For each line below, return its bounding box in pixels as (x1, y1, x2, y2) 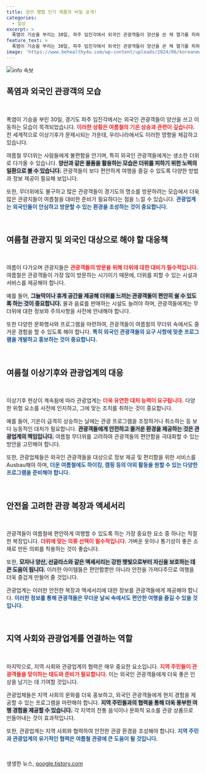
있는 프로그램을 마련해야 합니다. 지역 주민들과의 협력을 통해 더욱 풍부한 (24, 699, 192, 706)
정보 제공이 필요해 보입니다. (12, 174, 78, 182)
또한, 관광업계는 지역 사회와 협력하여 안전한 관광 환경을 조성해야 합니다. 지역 (6, 727, 188, 734)
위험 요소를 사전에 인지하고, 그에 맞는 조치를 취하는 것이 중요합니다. (12, 404, 173, 412)
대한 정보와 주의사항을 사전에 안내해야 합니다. (22, 307, 131, 315)
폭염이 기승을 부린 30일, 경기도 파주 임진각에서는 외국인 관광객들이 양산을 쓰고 (6, 115, 193, 123)
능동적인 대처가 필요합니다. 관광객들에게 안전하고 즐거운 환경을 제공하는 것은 (12, 425, 194, 433)
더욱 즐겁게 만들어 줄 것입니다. (6, 574, 78, 580)
